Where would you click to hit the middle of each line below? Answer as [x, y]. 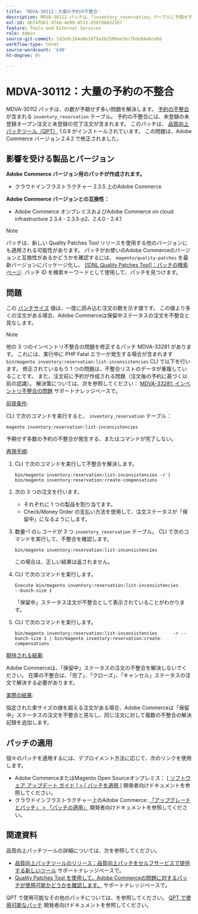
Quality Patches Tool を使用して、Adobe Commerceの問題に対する [96, 877]
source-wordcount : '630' [37, 50]
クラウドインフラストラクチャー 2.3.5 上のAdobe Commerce [88, 187]
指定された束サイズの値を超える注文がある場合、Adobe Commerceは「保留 [98, 708]
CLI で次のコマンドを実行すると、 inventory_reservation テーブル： [89, 416]
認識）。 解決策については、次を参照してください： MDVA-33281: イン [101, 384]
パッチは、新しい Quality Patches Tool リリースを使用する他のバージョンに [97, 243]
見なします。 [22, 323]
